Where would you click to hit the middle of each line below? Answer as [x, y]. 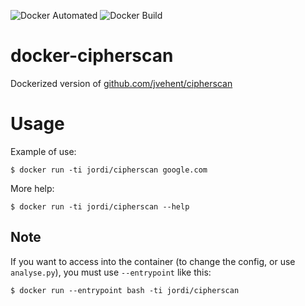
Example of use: [43, 151]
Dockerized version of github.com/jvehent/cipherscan [121, 83]
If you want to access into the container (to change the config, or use [153, 261]
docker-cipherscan [92, 56]
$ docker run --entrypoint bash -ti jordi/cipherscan [125, 290]
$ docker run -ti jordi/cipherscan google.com [109, 170]
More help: [32, 188]
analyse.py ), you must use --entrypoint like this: [111, 272]
